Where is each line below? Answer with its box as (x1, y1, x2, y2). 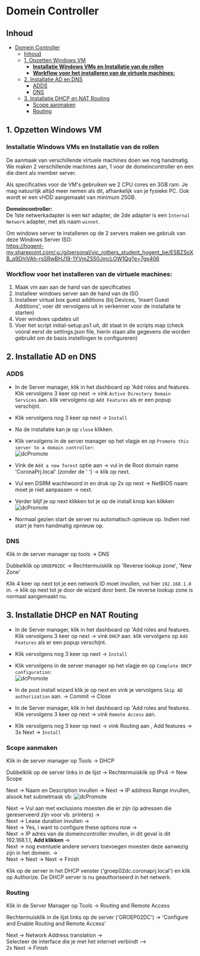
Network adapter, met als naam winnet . (6, 217, 100, 225)
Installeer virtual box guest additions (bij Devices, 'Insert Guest (14, 296, 170, 303)
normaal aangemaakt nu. (6, 592, 67, 600)
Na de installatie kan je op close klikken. (14, 425, 113, 432)
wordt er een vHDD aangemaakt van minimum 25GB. (6, 193, 136, 201)
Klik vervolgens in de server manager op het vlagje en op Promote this (14, 437, 189, 444)
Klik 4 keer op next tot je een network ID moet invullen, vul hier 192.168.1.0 (6, 580, 192, 587)
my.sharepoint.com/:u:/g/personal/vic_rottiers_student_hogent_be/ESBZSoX (6, 249, 194, 256)
